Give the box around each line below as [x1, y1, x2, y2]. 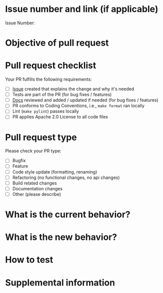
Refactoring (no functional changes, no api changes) [12, 175, 120, 180]
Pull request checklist [5, 60, 97, 71]
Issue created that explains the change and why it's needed [12, 86, 134, 92]
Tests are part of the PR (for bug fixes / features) [12, 92, 112, 98]
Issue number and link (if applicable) [5, 3, 159, 15]
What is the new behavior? [5, 232, 117, 243]
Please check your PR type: [5, 148, 61, 154]
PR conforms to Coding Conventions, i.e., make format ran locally [12, 103, 145, 109]
